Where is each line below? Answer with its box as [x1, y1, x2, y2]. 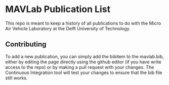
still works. [5, 74, 28, 81]
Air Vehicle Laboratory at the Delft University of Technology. [5, 25, 131, 31]
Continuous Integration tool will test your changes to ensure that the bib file [5, 69, 162, 75]
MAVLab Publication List [5, 4, 110, 15]
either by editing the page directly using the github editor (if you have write [5, 59, 161, 65]
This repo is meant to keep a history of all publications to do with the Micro [5, 20, 161, 26]
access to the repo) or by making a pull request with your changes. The [5, 64, 154, 70]
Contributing [5, 40, 47, 49]
